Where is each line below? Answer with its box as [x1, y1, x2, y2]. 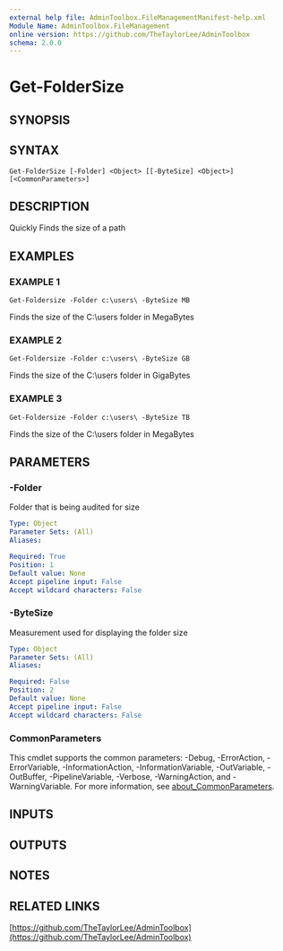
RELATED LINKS [9, 898, 100, 913]
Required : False [9, 677, 70, 686]
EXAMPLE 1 [9, 275, 61, 288]
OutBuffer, [9, 772, 47, 782]
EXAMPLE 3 [9, 392, 63, 405]
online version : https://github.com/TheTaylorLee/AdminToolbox [9, 30, 251, 39]
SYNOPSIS [9, 112, 71, 127]
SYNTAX [9, 143, 60, 158]
